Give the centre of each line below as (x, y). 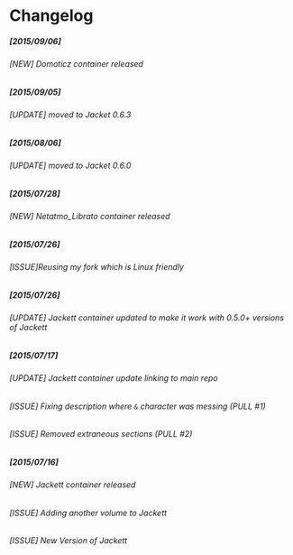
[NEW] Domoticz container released (77, 64)
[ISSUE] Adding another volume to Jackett (88, 513)
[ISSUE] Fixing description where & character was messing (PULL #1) (137, 406)
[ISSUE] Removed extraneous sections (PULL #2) (101, 434)
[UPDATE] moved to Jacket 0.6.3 (70, 115)
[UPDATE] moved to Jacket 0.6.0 (70, 166)
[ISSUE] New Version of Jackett (69, 541)
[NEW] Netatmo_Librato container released (90, 217)
